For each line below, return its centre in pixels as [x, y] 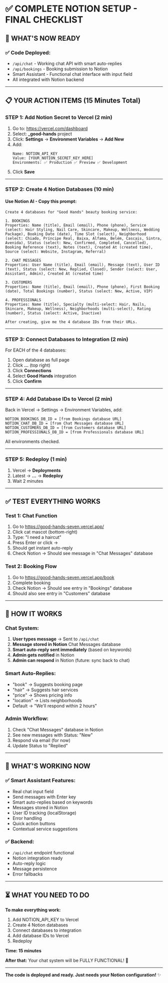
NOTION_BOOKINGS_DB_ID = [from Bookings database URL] [63, 419]
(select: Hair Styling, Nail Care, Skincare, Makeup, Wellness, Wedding [82, 230]
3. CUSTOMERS [19, 282]
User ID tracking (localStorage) [44, 813]
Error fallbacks [27, 874]
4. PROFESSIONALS [23, 300]
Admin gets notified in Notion [43, 655]
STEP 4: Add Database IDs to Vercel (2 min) [59, 399]
